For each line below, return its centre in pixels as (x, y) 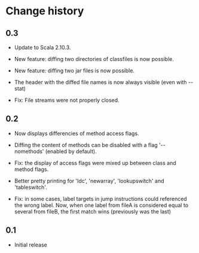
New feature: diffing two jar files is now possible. (74, 71)
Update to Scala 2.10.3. (42, 47)
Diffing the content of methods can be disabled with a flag (86, 145)
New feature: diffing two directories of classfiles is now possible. (94, 59)
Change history (45, 11)
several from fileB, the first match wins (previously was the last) (93, 211)
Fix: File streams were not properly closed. (67, 100)
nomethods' (29, 151)
